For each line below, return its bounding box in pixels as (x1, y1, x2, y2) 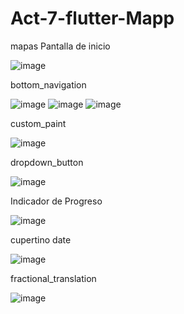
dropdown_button (10, 156, 84, 168)
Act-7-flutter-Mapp (10, 7, 175, 30)
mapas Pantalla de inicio (10, 40, 111, 52)
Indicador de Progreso (10, 195, 103, 207)
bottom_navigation (10, 78, 87, 91)
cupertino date (10, 233, 72, 246)
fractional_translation (10, 272, 97, 284)
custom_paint (10, 117, 67, 129)
